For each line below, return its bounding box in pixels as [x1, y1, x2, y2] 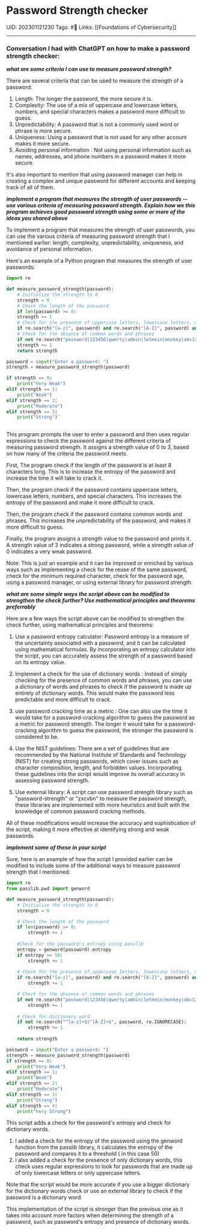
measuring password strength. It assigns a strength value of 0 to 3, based [6, 443, 189, 451]
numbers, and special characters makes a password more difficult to [14, 108, 185, 115]
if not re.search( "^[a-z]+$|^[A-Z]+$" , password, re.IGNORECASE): [17, 1019, 187, 1025]
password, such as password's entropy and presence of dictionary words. [6, 1218, 191, 1226]
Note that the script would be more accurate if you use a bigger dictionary [6, 1181, 190, 1188]
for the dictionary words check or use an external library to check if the [6, 1188, 183, 1195]
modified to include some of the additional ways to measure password [6, 862, 180, 869]
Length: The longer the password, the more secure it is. [14, 95, 153, 102]
